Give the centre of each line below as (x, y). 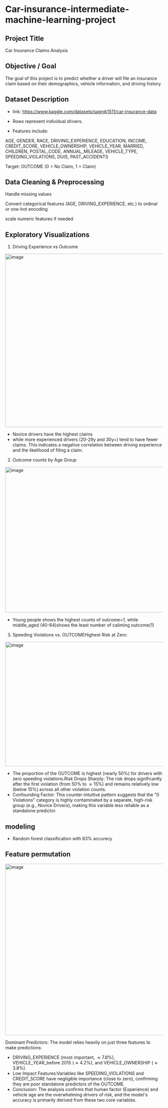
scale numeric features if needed (39, 219)
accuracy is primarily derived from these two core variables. (74, 1100)
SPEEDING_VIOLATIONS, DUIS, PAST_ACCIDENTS (57, 156)
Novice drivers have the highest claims (52, 434)
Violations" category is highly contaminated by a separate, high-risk (82, 800)
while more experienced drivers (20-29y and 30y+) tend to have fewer (85, 439)
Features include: (30, 131)
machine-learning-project (60, 20)
